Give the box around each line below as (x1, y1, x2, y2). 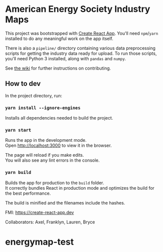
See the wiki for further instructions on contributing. (5, 65, 111, 71)
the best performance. (5, 190, 51, 196)
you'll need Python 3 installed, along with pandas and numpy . (5, 55, 126, 61)
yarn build (5, 169, 31, 175)
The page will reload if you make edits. (5, 152, 84, 158)
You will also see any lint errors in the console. (5, 157, 100, 164)
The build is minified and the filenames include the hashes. (5, 200, 125, 206)
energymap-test (5, 236, 74, 248)
